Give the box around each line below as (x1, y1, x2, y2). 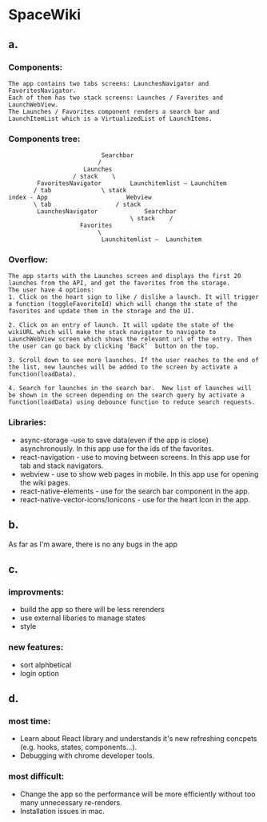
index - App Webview (8, 194, 152, 202)
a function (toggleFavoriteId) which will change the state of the (8, 300, 238, 308)
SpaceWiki (8, 6, 82, 24)
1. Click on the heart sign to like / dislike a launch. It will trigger (8, 293, 260, 301)
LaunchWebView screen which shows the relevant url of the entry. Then (8, 335, 252, 344)
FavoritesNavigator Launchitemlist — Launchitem (37, 179, 227, 187)
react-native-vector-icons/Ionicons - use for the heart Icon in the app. (19, 494, 250, 504)
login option (19, 668, 60, 678)
